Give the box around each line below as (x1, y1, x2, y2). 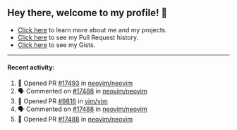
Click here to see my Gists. (17, 40, 96, 49)
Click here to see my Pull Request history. (17, 33, 139, 41)
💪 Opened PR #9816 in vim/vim (17, 97, 108, 105)
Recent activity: (7, 63, 55, 72)
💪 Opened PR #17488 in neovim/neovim (17, 115, 133, 124)
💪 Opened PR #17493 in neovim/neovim (17, 79, 133, 88)
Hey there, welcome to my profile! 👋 (7, 7, 168, 19)
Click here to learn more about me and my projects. (17, 25, 167, 34)
